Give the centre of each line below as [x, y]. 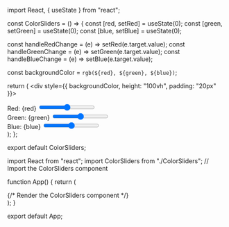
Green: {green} [29, 118]
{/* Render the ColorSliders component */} [68, 195]
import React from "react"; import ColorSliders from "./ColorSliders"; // [108, 161]
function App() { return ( [42, 182]
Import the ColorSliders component [58, 168]
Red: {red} [22, 108]
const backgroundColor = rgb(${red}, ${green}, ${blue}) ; [92, 73]
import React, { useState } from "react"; [63, 10]
